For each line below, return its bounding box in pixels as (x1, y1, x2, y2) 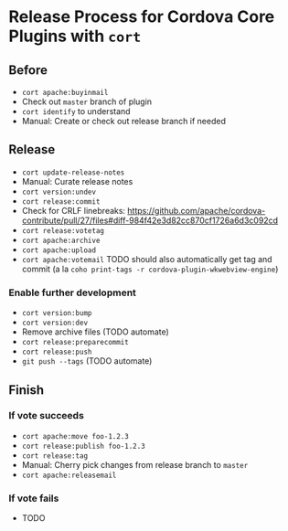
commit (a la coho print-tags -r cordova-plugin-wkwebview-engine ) (21, 263, 279, 274)
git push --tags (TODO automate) (21, 356, 153, 366)
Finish (8, 382, 45, 398)
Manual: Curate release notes (21, 175, 133, 186)
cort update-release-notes (21, 167, 125, 177)
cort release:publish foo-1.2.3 (21, 441, 145, 451)
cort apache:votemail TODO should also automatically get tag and (21, 253, 272, 264)
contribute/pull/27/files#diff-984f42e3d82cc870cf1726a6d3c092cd (21, 215, 279, 226)
